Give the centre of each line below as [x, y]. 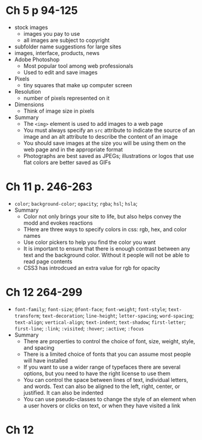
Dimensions [29, 104]
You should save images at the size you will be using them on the [105, 143]
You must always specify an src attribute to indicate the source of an [109, 130]
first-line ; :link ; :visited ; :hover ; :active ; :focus [79, 328]
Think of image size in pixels [59, 111]
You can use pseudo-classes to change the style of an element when [110, 399]
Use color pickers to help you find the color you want [90, 242]
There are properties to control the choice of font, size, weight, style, [109, 341]
